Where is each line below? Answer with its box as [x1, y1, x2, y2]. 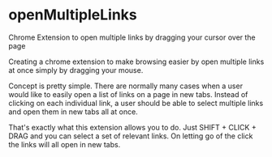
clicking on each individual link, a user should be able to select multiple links [8, 98, 264, 108]
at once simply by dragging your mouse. [8, 65, 144, 74]
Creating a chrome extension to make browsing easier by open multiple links [8, 57, 265, 66]
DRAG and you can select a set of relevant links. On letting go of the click [8, 131, 253, 141]
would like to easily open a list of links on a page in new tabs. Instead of [8, 89, 248, 99]
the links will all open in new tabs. [8, 139, 121, 149]
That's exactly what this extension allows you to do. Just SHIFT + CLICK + [8, 122, 257, 132]
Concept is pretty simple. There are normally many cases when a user [8, 81, 244, 91]
